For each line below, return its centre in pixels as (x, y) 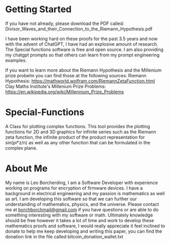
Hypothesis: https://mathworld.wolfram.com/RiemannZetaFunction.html (80, 81)
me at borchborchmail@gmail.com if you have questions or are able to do (82, 209)
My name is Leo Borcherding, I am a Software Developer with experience (82, 182)
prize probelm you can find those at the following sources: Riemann (76, 75)
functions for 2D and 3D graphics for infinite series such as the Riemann (81, 132)
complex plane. (21, 148)
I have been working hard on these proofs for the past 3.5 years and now (81, 39)
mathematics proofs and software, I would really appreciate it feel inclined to (85, 226)
